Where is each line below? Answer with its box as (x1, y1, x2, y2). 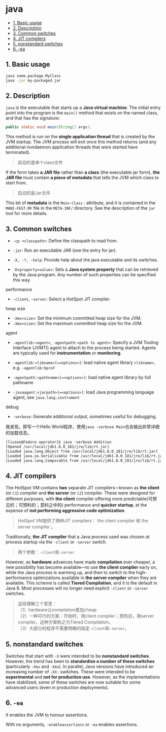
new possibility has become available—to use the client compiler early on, (5, 564, 158, 570)
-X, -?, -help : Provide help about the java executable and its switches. (12, 257, 158, 262)
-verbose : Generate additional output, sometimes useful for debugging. (12, 413, 157, 419)
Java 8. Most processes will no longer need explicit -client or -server (5, 586, 148, 591)
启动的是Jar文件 (17, 190, 51, 196)
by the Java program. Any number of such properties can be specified (12, 272, 156, 277)
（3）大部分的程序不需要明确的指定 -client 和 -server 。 (17, 625, 130, 631)
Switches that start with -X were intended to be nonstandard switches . (5, 653, 150, 659)
